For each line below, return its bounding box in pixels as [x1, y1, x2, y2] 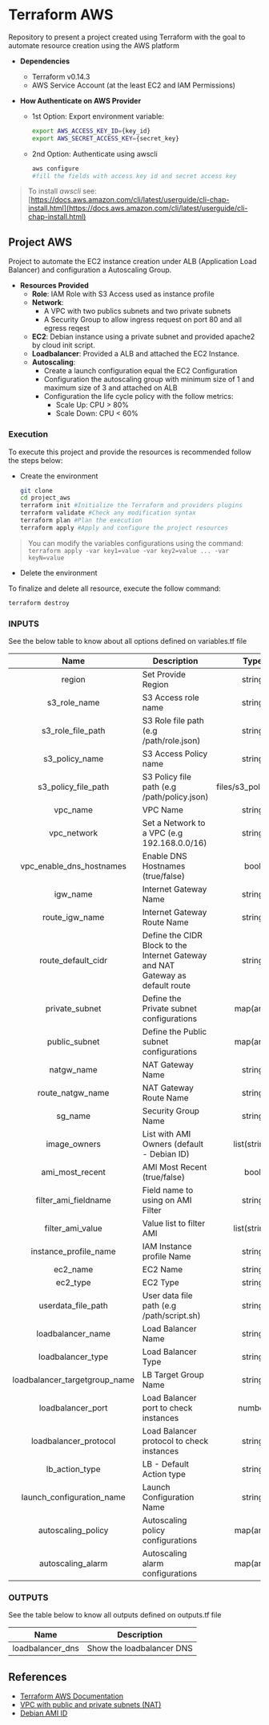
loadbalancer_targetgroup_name [12, 1374, 134, 1385]
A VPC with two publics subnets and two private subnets [43, 307, 231, 316]
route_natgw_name [37, 1087, 110, 1098]
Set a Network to [142, 817, 206, 828]
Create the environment [19, 471, 98, 481]
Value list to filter [142, 1218, 206, 1229]
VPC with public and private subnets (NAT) [19, 1700, 162, 1710]
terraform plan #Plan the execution [19, 516, 143, 525]
